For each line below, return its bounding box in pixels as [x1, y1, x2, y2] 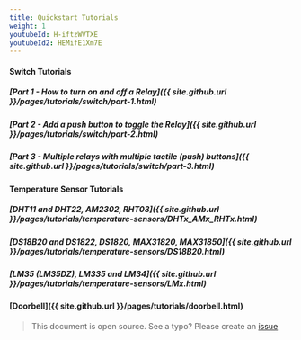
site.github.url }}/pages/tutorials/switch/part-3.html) [9, 161, 215, 172]
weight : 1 [9, 22, 47, 31]
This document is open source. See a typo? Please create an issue [31, 320, 279, 331]
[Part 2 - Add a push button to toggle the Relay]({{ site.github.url [9, 119, 257, 130]
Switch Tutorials [9, 66, 72, 76]
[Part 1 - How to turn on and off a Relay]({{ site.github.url [9, 86, 227, 97]
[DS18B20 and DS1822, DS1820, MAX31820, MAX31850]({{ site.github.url [9, 236, 292, 247]
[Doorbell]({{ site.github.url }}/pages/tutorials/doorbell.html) [9, 300, 244, 311]
